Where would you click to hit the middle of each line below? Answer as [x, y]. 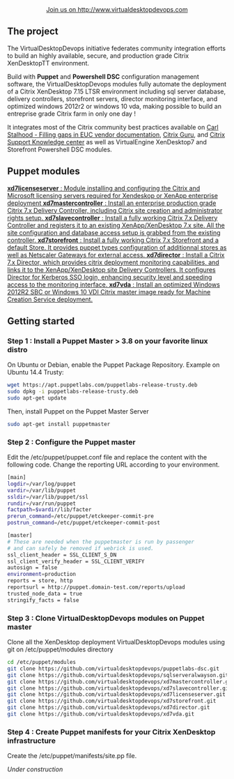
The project [33, 32]
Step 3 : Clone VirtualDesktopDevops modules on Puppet [106, 618]
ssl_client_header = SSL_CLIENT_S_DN [62, 555]
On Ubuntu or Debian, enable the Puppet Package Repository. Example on [114, 365]
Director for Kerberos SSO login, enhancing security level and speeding [110, 277]
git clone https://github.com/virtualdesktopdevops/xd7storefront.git [112, 701]
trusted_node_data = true [45, 593]
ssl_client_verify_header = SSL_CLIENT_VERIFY [76, 561]
